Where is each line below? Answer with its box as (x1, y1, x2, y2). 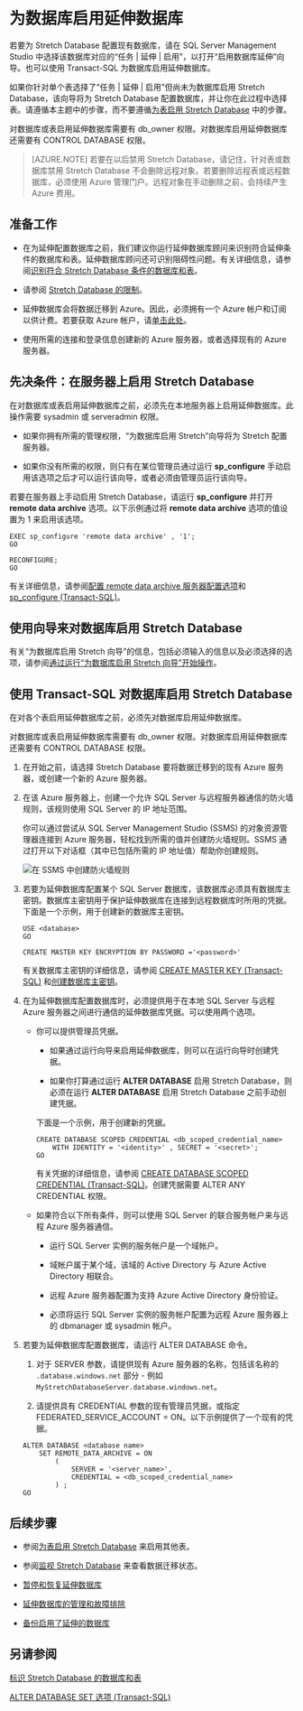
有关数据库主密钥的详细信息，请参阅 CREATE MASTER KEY (22, 965, 243, 976)
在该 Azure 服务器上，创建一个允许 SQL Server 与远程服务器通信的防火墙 (22, 792, 294, 804)
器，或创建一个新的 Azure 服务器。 (22, 773, 152, 784)
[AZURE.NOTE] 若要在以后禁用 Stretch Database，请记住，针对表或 (31, 153, 283, 164)
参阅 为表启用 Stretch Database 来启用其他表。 (22, 1541, 195, 1551)
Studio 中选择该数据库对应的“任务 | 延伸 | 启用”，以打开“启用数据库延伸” (9, 51, 277, 61)
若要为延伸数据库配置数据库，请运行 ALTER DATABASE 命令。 (22, 1340, 252, 1351)
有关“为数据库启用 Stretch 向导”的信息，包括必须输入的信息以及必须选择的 (9, 646, 285, 657)
